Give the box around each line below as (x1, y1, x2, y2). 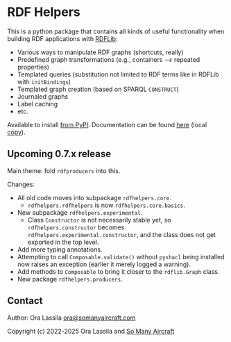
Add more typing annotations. (17, 245, 103, 254)
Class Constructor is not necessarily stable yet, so (27, 215, 171, 224)
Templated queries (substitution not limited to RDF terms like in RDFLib (17, 70, 220, 79)
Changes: (7, 180, 35, 188)
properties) (17, 63, 50, 71)
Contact (7, 295, 43, 307)
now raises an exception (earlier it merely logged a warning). (17, 260, 191, 268)
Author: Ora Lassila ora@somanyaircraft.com (7, 313, 136, 322)
